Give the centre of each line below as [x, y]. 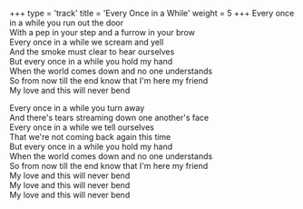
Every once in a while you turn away [77, 108]
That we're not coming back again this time [90, 137]
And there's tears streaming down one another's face [109, 118]
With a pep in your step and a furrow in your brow [102, 32]
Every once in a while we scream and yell [87, 42]
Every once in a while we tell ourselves [82, 127]
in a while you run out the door [67, 23]
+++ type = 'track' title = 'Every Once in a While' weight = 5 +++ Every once [152, 13]
